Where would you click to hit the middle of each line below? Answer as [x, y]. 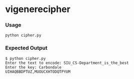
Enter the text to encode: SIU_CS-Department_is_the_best [67, 63]
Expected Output [26, 48]
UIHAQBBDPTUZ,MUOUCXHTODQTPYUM [38, 71]
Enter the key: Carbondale [33, 67]
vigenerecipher [38, 9]
